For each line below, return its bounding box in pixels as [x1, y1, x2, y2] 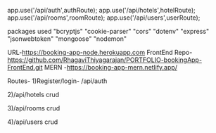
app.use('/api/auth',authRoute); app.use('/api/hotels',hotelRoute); [7, 6, 196, 14]
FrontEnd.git [7, 63, 43, 71]
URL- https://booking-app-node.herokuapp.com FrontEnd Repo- [7, 49, 193, 56]
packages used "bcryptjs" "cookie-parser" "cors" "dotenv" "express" [7, 27, 210, 35]
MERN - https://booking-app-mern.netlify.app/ [44, 63, 178, 71]
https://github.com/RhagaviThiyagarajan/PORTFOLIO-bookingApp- [7, 56, 203, 64]
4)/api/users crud [7, 118, 58, 126]
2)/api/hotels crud [7, 91, 60, 99]
